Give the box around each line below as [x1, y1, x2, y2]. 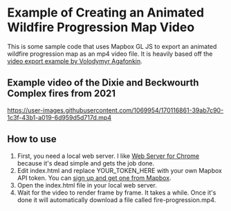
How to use [7, 133, 57, 145]
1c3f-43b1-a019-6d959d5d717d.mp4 [7, 113, 112, 121]
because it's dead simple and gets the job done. [17, 159, 154, 167]
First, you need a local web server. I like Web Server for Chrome [17, 152, 199, 160]
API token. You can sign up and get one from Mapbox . [17, 174, 172, 182]
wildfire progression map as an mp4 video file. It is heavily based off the [7, 50, 213, 58]
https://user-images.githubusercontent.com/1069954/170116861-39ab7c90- [7, 105, 224, 114]
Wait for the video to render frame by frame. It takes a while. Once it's [17, 188, 216, 197]
